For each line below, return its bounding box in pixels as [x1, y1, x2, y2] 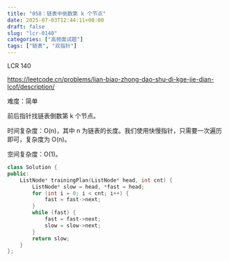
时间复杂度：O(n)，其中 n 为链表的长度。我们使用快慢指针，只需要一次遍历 [7, 127, 223, 134]
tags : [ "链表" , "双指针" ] [7, 42, 77, 49]
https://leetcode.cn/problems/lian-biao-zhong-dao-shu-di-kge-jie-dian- [7, 75, 214, 84]
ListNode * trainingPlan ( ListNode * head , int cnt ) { [19, 177, 173, 184]
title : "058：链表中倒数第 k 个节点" [7, 10, 106, 17]
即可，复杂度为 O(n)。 [7, 135, 71, 143]
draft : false [7, 23, 45, 30]
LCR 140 [7, 62, 31, 70]
